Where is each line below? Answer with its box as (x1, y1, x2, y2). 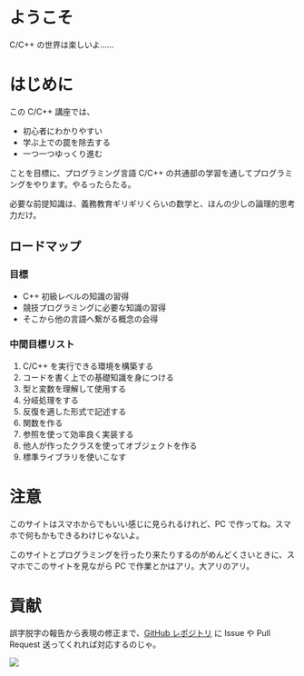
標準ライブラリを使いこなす (22, 451, 127, 462)
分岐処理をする (22, 394, 79, 405)
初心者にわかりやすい (22, 125, 103, 136)
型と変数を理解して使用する (22, 383, 127, 394)
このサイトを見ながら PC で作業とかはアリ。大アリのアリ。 (33, 560, 255, 572)
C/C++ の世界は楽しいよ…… (9, 39, 114, 50)
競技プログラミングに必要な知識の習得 (22, 302, 166, 313)
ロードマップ (9, 239, 82, 254)
